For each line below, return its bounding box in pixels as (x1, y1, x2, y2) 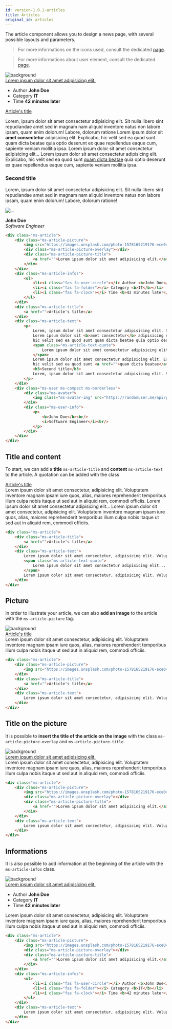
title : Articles (5, 12, 40, 17)
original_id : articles (5, 17, 54, 22)
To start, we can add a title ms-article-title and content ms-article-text (5, 466, 163, 472)
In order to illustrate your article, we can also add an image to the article (5, 610, 158, 616)
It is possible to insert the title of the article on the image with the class (5, 733, 157, 739)
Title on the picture (5, 719, 68, 728)
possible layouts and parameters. (5, 36, 76, 43)
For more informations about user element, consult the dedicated (17, 57, 156, 63)
